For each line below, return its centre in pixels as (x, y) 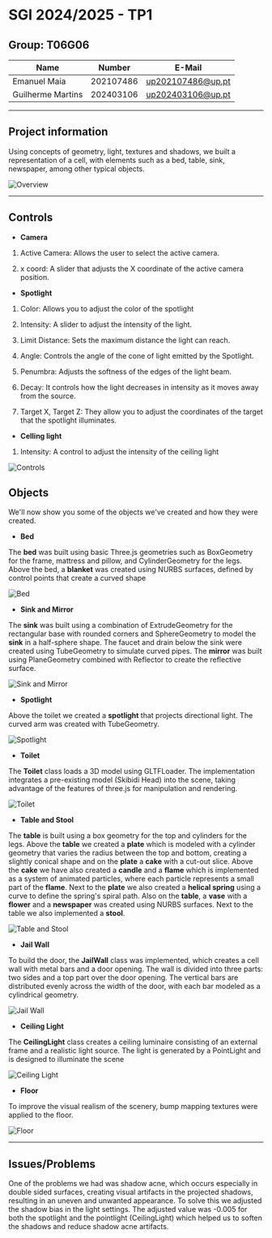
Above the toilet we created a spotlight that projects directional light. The (131, 716)
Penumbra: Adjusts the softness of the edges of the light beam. (126, 372)
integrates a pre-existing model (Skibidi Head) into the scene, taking (122, 780)
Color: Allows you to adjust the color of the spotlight (107, 308)
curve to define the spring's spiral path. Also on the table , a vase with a (128, 896)
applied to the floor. (41, 1115)
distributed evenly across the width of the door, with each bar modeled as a (134, 987)
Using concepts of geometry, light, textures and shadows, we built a (122, 151)
